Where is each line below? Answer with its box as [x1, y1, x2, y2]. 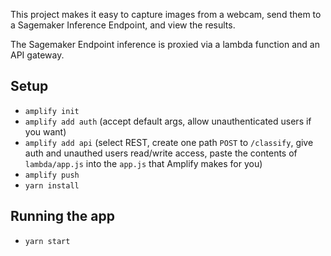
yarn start [24, 236, 71, 246]
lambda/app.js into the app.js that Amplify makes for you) [24, 157, 263, 169]
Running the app [10, 208, 115, 225]
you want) [24, 125, 67, 138]
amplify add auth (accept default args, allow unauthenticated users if [24, 115, 312, 127]
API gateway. [10, 49, 65, 61]
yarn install [24, 180, 80, 191]
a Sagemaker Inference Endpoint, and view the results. [10, 19, 236, 31]
